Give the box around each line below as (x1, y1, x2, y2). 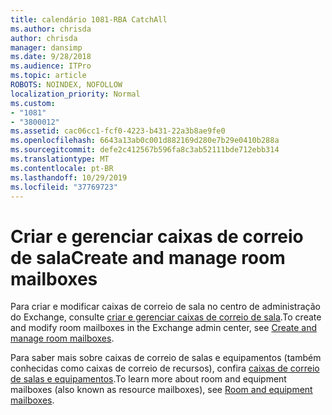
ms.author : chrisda (10, 24, 92, 34)
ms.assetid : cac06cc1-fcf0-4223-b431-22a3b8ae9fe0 (10, 126, 226, 136)
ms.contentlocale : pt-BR (10, 163, 114, 173)
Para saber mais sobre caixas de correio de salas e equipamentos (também (10, 352, 322, 364)
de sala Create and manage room (10, 246, 286, 269)
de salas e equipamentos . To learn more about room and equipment (10, 373, 287, 385)
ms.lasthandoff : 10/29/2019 (10, 172, 128, 183)
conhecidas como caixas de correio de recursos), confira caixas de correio (10, 362, 320, 375)
